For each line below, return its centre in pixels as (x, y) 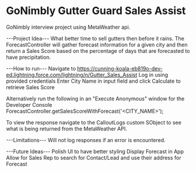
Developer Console (29, 104)
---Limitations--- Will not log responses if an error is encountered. (86, 140)
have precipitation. (28, 57)
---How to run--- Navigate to (41, 68)
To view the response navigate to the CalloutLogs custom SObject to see (94, 122)
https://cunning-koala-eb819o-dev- (120, 68)
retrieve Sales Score (30, 87)
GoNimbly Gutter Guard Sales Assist (96, 11)
